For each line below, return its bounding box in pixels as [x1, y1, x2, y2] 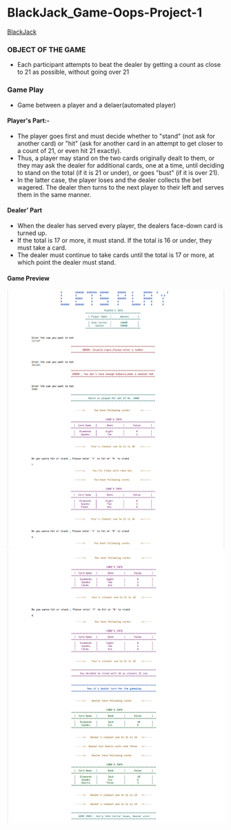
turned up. [17, 229, 47, 237]
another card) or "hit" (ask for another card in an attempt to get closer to [17, 139, 223, 148]
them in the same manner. [17, 190, 92, 199]
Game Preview [7, 274, 50, 282]
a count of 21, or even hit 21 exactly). [17, 146, 122, 154]
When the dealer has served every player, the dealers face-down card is [17, 221, 223, 230]
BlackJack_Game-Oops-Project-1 [7, 5, 203, 21]
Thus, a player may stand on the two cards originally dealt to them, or [17, 154, 215, 162]
